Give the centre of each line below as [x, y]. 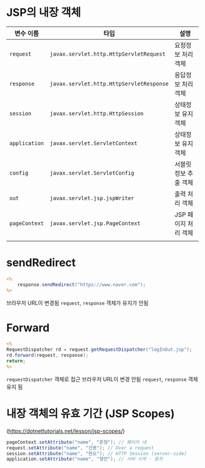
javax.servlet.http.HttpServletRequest [108, 54]
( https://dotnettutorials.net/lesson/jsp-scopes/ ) [66, 431]
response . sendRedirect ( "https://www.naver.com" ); [82, 284]
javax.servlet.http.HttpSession [97, 113]
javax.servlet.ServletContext [94, 143]
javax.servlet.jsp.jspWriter [92, 198]
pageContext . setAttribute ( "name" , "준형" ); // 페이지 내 [76, 442]
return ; [16, 361]
